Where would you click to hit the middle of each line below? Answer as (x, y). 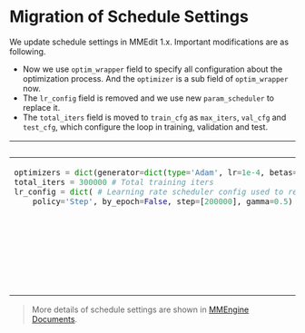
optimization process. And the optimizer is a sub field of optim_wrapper (155, 78)
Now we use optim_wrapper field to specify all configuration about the (152, 69)
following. (28, 51)
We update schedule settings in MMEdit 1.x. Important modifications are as (149, 42)
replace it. (41, 107)
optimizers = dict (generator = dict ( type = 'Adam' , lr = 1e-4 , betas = (156, 172)
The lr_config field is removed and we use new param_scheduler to (148, 98)
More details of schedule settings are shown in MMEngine (140, 309)
